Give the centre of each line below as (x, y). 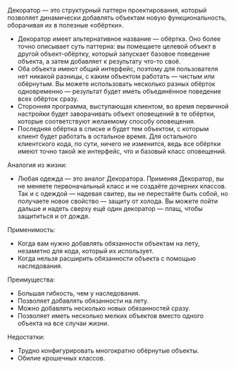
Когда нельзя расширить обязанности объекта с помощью (106, 258)
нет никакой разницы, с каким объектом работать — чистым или (116, 76)
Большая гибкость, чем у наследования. (79, 293)
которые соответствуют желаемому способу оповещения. (106, 121)
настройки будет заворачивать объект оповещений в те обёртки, (117, 114)
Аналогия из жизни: (37, 165)
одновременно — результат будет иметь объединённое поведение (119, 91)
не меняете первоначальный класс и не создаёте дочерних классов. (122, 186)
